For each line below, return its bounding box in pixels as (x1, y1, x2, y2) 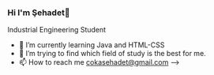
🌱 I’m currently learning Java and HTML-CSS (18, 40, 165, 50)
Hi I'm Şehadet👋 (7, 7, 70, 18)
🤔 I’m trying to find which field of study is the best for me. (18, 49, 206, 58)
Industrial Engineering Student (7, 25, 107, 35)
